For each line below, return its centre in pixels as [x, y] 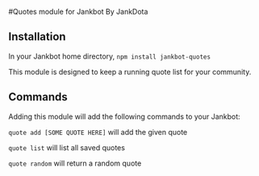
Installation [37, 37]
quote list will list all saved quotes [67, 147]
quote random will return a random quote [75, 163]
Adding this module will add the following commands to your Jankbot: [124, 117]
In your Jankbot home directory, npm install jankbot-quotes [110, 56]
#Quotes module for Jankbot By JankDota [78, 12]
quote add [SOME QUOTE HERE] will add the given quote [98, 132]
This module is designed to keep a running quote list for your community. [130, 72]
